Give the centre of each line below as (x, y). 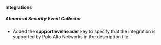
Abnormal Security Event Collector (43, 19)
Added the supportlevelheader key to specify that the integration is (84, 31)
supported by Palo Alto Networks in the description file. (71, 37)
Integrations (19, 7)
